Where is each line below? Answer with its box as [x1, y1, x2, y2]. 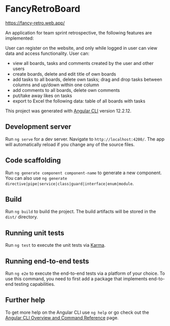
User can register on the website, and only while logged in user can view [5, 45, 157, 51]
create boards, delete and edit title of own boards [12, 71, 116, 77]
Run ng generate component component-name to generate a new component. [5, 170, 162, 176]
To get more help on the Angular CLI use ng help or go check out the [5, 309, 149, 315]
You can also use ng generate [5, 175, 67, 181]
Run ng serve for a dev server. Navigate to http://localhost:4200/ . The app [5, 136, 165, 142]
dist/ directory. [5, 214, 38, 220]
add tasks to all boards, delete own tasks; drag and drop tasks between [12, 76, 162, 82]
